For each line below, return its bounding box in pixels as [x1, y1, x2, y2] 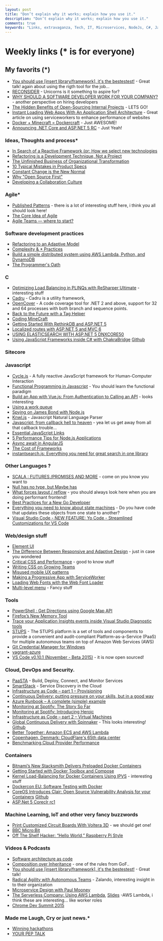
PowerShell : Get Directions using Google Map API [12, 608, 113, 614]
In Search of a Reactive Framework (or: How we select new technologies [12, 148, 158, 154]
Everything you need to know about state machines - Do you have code [12, 505, 156, 510]
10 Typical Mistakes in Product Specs [12, 163, 87, 169]
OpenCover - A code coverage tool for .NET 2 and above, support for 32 [12, 300, 157, 307]
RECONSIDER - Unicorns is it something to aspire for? [12, 89, 120, 95]
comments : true [5, 20, 36, 26]
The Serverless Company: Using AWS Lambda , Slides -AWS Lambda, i [12, 892, 153, 898]
